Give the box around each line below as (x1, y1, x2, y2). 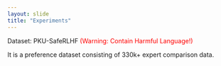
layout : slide (7, 10, 50, 18)
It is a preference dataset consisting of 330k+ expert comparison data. (7, 50, 215, 59)
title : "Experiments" (7, 17, 72, 24)
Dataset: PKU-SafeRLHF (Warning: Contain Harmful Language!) (7, 36, 193, 45)
